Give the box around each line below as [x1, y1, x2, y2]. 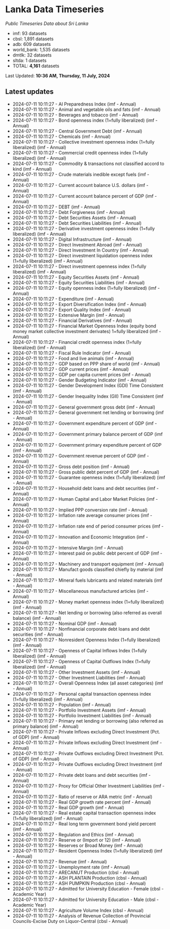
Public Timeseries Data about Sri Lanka [5, 20, 89, 26]
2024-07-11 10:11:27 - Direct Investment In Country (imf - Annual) [12, 247, 149, 253]
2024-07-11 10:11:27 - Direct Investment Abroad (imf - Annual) [12, 241, 143, 248]
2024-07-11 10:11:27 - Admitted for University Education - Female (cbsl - [12, 885, 164, 892]
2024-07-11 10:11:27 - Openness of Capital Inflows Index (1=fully [12, 647, 147, 653]
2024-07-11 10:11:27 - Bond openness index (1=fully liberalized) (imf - [12, 117, 158, 123]
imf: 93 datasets [12, 30, 47, 36]
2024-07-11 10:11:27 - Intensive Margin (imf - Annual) [12, 544, 124, 551]
